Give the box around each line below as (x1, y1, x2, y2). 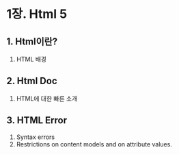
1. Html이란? (6, 36, 58, 47)
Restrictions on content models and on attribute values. (16, 140, 172, 148)
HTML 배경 (16, 55, 47, 63)
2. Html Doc (6, 75, 57, 87)
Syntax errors (16, 133, 55, 141)
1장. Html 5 (6, 6, 68, 22)
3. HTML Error (6, 114, 68, 127)
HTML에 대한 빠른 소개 (16, 94, 78, 103)
